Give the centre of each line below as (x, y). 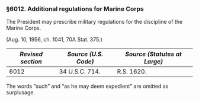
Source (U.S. (85, 54)
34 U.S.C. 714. (80, 72)
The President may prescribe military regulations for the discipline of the (94, 22)
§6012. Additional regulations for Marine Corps (75, 9)
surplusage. (21, 93)
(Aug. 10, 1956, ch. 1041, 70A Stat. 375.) (54, 40)
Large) (154, 62)
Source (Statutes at (153, 54)
